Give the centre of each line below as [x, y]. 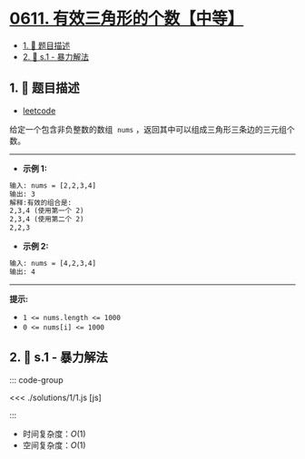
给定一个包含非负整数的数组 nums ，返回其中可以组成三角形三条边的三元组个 [152, 129]
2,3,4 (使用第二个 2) [47, 220]
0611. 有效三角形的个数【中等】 [127, 19]
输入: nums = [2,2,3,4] [53, 186]
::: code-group [36, 380]
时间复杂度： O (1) [54, 434]
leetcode [39, 111]
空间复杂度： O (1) [54, 444]
